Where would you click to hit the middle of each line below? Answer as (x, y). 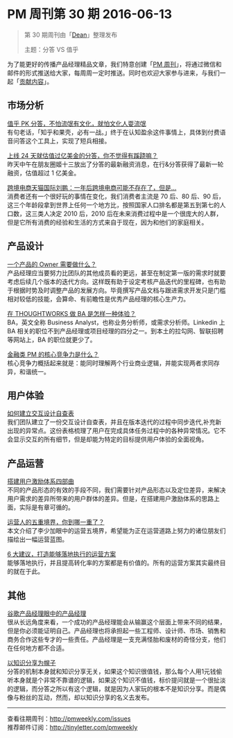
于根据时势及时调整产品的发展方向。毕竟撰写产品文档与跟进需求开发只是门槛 (116, 290)
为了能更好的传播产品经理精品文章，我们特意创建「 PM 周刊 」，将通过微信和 (114, 64)
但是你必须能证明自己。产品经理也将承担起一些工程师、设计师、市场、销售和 (116, 631)
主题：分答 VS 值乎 (51, 49)
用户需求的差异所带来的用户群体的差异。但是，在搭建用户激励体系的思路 (110, 499)
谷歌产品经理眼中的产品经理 (47, 613)
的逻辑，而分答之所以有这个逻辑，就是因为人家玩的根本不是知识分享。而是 (113, 689)
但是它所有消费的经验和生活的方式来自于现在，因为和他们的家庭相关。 (107, 222)
